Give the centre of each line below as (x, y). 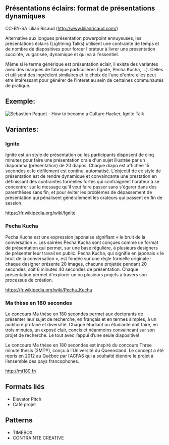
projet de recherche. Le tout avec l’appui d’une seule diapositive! (72, 335)
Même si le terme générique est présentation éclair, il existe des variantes (82, 64)
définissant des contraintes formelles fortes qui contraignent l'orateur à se (82, 182)
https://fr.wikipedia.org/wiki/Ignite (40, 213)
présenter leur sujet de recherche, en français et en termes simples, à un (81, 319)
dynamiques (25, 16)
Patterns (19, 421)
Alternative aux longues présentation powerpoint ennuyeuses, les (73, 38)
